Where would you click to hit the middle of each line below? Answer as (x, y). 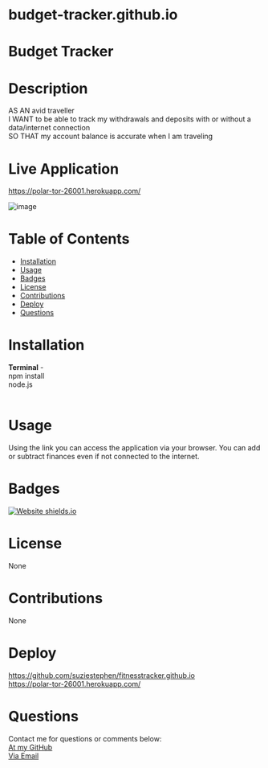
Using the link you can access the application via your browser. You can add (134, 448)
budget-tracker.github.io (93, 15)
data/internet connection (49, 128)
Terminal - (26, 368)
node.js (21, 384)
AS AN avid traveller (41, 111)
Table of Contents (69, 239)
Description (48, 88)
